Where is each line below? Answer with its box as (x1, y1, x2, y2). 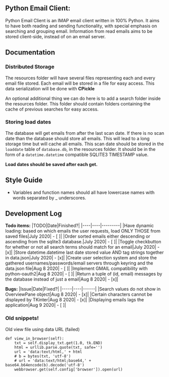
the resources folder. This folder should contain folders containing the (5, 100, 150, 106)
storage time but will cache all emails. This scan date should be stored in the (5, 141, 164, 147)
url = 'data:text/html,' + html (14, 349, 82, 354)
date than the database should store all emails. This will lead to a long (5, 135, 150, 141)
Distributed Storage (5, 63, 54, 70)
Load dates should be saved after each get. (5, 161, 98, 167)
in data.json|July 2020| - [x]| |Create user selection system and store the (5, 255, 157, 261)
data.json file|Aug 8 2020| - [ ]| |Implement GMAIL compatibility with (5, 265, 148, 272)
